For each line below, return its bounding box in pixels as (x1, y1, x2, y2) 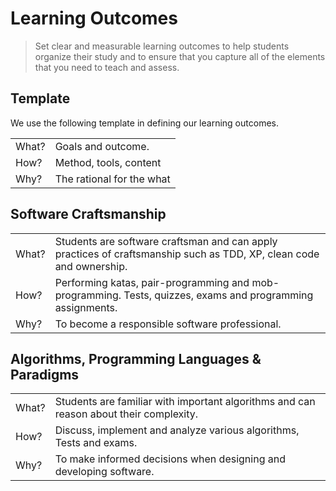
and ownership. (54, 259, 128, 273)
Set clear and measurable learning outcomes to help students (34, 40, 290, 52)
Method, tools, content (54, 155, 162, 169)
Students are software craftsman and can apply (54, 234, 278, 248)
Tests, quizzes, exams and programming (123, 288, 314, 302)
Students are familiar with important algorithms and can (54, 395, 316, 409)
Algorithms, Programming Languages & (10, 350, 262, 367)
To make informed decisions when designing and (54, 452, 286, 466)
